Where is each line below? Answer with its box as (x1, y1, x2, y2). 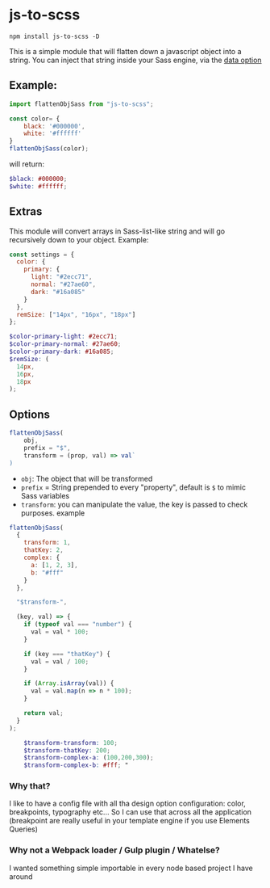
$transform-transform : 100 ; (23, 739, 118, 747)
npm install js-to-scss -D (9, 32, 100, 40)
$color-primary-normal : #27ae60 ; (9, 340, 122, 348)
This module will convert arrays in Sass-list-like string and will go (9, 226, 225, 236)
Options (9, 407, 51, 421)
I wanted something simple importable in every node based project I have (9, 863, 253, 873)
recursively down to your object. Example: (9, 234, 149, 244)
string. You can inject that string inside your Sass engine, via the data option (9, 55, 262, 65)
